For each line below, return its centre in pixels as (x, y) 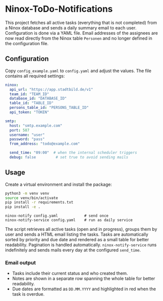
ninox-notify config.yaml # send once (57, 216)
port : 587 (19, 130)
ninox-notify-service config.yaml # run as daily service (69, 220)
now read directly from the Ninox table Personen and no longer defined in (79, 38)
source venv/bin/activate (31, 198)
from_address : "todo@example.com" (45, 144)
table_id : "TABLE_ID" (32, 103)
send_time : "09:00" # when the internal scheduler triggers (73, 153)
